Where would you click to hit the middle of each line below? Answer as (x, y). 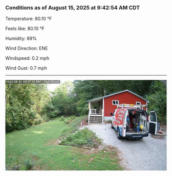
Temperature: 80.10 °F (29, 19)
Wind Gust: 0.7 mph (26, 68)
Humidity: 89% (21, 39)
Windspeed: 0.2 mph (27, 58)
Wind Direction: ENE (27, 48)
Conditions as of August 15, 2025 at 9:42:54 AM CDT (73, 8)
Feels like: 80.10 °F (25, 29)
